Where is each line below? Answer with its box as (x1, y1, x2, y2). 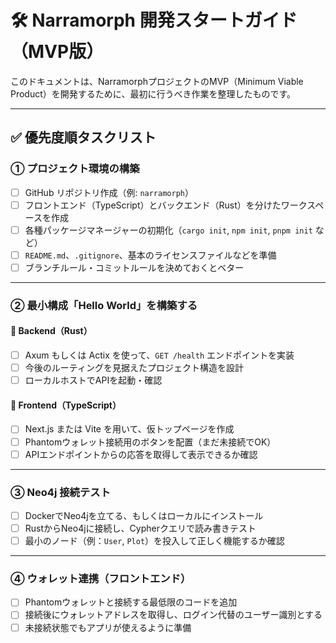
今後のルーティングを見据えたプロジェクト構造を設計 (24, 362, 244, 374)
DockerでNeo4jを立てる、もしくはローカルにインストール (24, 509, 264, 521)
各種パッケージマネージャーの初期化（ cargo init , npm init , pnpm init (24, 224, 313, 236)
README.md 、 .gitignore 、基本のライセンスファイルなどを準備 (24, 249, 277, 261)
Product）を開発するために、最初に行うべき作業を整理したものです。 (10, 87, 296, 100)
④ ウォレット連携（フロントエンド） (10, 572, 192, 586)
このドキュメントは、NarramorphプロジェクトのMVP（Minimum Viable (10, 75, 304, 87)
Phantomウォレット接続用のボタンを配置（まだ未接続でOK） (24, 436, 277, 448)
